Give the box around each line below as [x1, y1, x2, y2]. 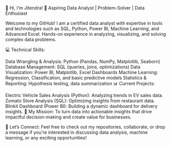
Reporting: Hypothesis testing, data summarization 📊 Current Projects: [5, 81, 155, 86]
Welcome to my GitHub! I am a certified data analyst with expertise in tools [5, 20, 163, 26]
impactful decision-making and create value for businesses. [5, 114, 132, 120]
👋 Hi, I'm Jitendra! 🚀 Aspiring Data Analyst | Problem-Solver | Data [5, 5, 145, 11]
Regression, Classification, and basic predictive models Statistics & [5, 75, 147, 81]
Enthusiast [5, 10, 28, 16]
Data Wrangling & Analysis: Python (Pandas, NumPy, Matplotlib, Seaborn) [5, 59, 160, 64]
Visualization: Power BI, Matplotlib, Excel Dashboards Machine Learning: [5, 69, 158, 75]
